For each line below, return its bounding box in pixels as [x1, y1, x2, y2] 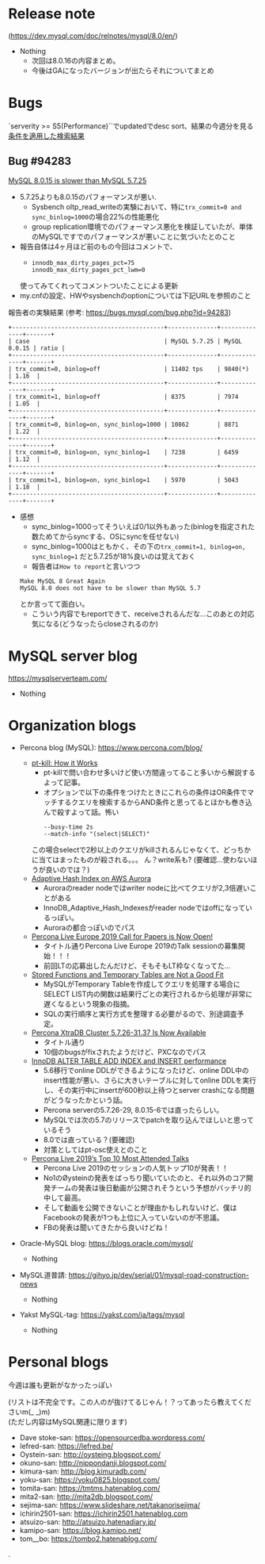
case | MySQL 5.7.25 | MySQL [15, 337, 243, 345]
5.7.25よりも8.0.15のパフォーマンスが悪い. [19, 192, 157, 201]
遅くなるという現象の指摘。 [43, 999, 134, 1008]
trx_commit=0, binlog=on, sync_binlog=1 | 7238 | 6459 [15, 448, 239, 456]
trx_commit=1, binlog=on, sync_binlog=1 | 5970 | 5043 [15, 476, 239, 484]
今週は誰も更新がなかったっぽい [8, 1380, 112, 1390]
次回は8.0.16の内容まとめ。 [31, 56, 120, 65]
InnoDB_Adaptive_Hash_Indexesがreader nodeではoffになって [43, 903, 246, 912]
